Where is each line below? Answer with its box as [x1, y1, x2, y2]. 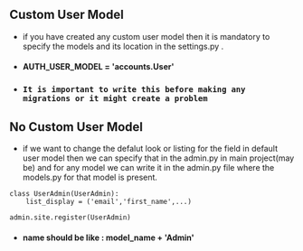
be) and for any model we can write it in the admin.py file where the [22, 163, 275, 173]
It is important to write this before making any [22, 85, 246, 95]
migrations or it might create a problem [22, 94, 208, 104]
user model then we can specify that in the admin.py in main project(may [22, 153, 295, 163]
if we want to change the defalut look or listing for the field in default [22, 144, 279, 154]
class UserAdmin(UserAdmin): [9, 190, 119, 199]
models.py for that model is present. [22, 172, 158, 183]
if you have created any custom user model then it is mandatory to [22, 31, 270, 42]
